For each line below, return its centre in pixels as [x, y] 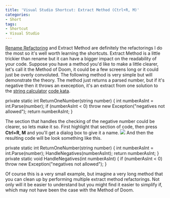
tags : [11, 24]
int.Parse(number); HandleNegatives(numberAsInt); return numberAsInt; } [82, 153]
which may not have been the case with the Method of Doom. [70, 190]
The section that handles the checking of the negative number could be [80, 121]
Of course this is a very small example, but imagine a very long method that [84, 174]
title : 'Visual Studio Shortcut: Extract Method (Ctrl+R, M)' [72, 10]
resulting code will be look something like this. [54, 138]
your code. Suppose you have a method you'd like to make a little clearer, [82, 64]
